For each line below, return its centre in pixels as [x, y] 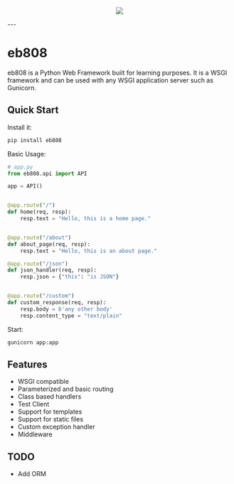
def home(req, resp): [39, 212]
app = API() [25, 186]
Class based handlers [49, 397]
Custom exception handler [57, 427]
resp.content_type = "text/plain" [71, 316]
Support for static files [50, 419]
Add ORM [32, 474]
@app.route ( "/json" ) [38, 264]
